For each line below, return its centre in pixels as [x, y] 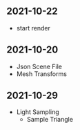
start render [33, 28]
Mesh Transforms [41, 74]
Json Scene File [39, 66]
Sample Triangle [50, 120]
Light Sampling [38, 112]
